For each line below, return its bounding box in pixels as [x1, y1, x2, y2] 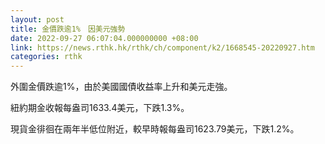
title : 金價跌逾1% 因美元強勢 [10, 24, 126, 34]
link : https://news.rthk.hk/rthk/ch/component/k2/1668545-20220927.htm [10, 42, 315, 53]
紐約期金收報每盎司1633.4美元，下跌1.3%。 [10, 102, 190, 114]
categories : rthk [10, 52, 83, 62]
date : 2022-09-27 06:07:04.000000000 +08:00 [10, 33, 199, 43]
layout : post [10, 14, 65, 25]
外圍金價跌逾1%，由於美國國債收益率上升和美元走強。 [10, 81, 233, 93]
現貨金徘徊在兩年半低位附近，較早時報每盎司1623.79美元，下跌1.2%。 [10, 123, 300, 135]
